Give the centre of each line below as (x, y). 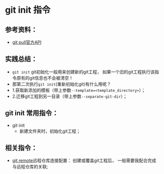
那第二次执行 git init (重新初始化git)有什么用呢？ (61, 84)
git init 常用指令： (32, 113)
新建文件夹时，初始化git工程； (50, 131)
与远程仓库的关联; (30, 167)
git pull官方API (27, 42)
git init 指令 (28, 10)
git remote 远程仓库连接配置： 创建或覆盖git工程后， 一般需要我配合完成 (84, 161)
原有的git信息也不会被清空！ (45, 78)
